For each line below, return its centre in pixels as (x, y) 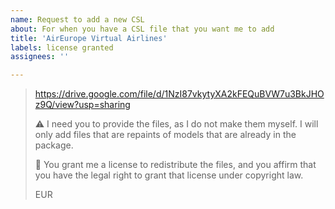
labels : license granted (62, 47)
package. (54, 145)
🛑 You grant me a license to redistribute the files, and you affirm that (175, 165)
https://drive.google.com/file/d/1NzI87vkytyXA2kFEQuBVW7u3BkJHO (179, 94)
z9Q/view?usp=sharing (82, 105)
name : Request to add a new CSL (77, 19)
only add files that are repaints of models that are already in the (165, 135)
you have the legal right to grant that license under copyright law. (169, 175)
